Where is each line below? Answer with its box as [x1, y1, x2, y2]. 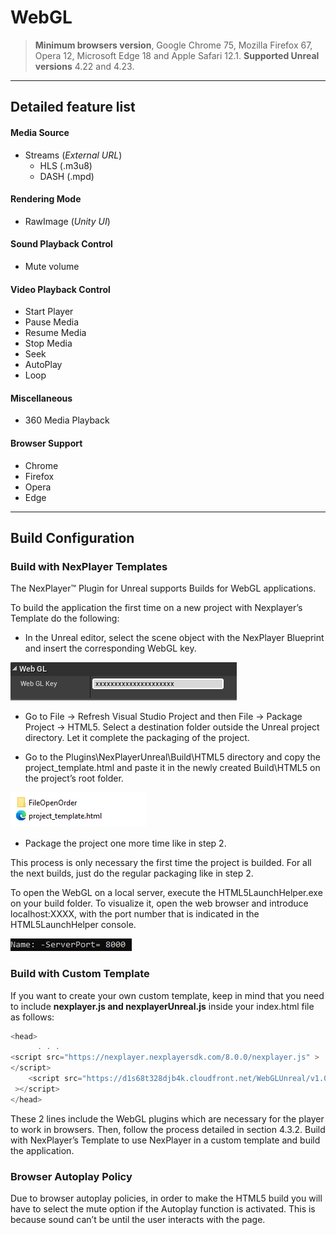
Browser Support [10, 437, 83, 449]
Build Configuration [10, 529, 135, 546]
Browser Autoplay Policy [10, 1169, 133, 1183]
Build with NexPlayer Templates [10, 559, 168, 573]
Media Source [10, 126, 70, 138]
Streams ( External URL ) [24, 149, 123, 161]
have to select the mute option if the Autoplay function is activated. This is [10, 1202, 316, 1215]
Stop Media [24, 337, 73, 350]
